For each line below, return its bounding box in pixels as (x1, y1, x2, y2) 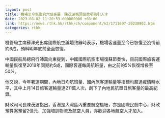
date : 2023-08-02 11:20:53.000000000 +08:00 (5, 16, 98, 21)
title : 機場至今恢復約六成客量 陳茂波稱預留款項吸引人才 (5, 12, 109, 17)
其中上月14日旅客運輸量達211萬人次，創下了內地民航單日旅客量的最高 (13, 85, 154, 91)
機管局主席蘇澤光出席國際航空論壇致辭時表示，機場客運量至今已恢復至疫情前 (5, 40, 160, 46)
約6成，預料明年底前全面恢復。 (5, 46, 68, 52)
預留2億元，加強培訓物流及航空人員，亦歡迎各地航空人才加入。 (18, 108, 146, 114)
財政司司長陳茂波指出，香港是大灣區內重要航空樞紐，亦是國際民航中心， (5, 102, 151, 108)
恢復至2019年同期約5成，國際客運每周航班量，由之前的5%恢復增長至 (13, 62, 154, 68)
